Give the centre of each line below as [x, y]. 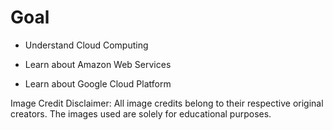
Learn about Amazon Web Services [98, 64]
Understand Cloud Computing [86, 45]
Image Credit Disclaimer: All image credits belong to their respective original [167, 103]
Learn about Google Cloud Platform [98, 83]
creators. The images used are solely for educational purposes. [141, 113]
